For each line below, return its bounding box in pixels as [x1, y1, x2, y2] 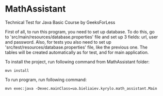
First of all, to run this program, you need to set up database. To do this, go [5, 29, 155, 34]
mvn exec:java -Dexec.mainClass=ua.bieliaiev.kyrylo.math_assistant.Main [5, 86, 158, 91]
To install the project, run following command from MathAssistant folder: [5, 59, 149, 64]
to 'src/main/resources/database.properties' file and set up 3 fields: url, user [5, 34, 158, 40]
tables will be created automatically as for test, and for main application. [5, 49, 149, 55]
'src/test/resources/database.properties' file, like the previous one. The [5, 44, 148, 50]
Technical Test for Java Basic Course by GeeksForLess [5, 19, 115, 25]
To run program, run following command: [5, 77, 87, 82]
